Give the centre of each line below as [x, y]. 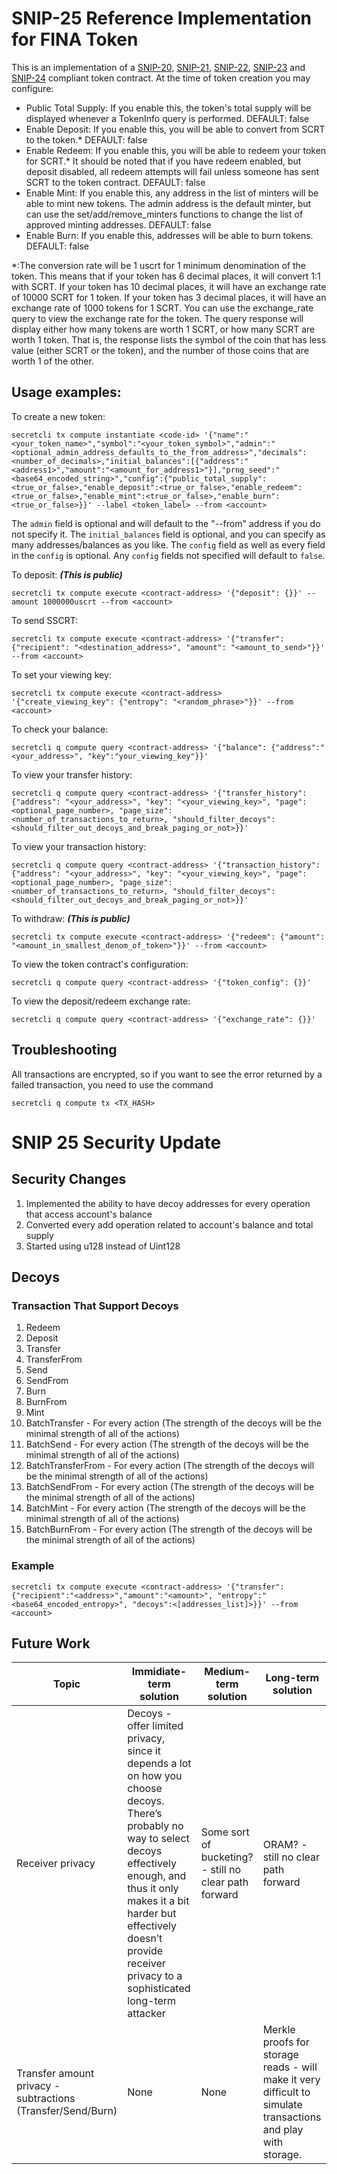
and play [283, 2130]
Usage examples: [66, 392]
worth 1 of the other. [52, 361]
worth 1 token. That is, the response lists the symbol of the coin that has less [169, 339]
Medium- [227, 1672]
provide [145, 1951]
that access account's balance [89, 1214]
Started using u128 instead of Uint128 [103, 1246]
